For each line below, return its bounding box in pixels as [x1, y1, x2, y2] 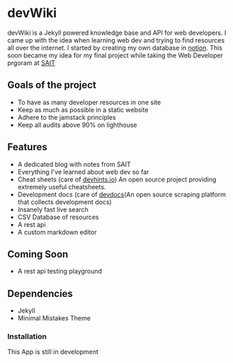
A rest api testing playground [17, 267, 103, 276]
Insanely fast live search [17, 205, 89, 213]
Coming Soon [7, 248, 69, 260]
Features [7, 141, 47, 153]
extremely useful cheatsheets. [17, 182, 106, 191]
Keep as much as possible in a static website [17, 105, 149, 114]
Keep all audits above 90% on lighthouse [17, 121, 137, 129]
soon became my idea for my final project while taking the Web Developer [7, 51, 223, 60]
